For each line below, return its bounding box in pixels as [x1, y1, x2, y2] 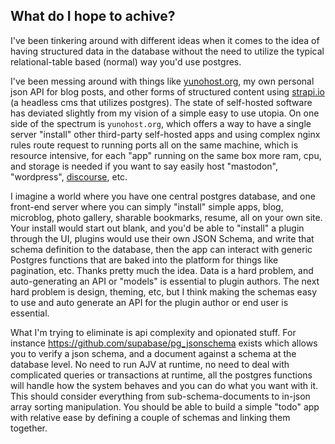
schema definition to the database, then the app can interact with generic [10, 243, 313, 255]
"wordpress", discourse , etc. [10, 170, 128, 183]
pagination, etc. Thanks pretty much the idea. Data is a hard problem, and [10, 264, 314, 276]
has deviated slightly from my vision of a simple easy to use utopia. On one [10, 107, 320, 119]
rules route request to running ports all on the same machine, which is [10, 139, 299, 151]
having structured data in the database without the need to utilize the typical [10, 45, 325, 57]
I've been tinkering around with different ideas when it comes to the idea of [10, 34, 320, 46]
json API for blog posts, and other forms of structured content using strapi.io [10, 85, 326, 98]
